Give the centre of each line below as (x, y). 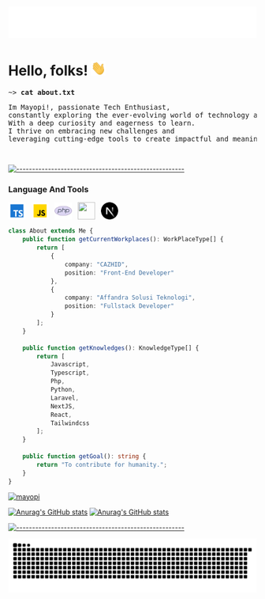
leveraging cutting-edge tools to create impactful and (118, 139)
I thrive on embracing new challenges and (91, 131)
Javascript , (70, 365)
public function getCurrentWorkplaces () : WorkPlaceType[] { (123, 240)
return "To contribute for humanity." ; (102, 464)
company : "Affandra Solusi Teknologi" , (130, 298)
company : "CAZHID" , (96, 264)
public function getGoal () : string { (84, 457)
